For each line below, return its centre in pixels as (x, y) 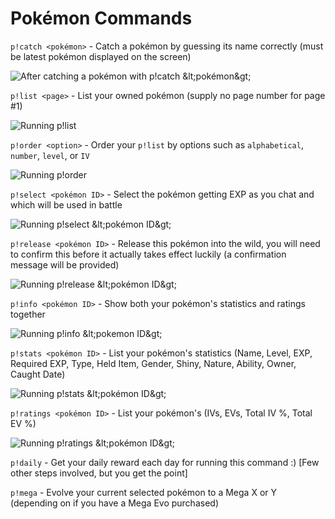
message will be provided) (65, 264)
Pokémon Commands (101, 18)
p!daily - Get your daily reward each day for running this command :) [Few (165, 462)
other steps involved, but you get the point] (99, 473)
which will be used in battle (66, 204)
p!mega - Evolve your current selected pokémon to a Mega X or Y (143, 492)
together (28, 314)
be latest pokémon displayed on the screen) (101, 56)
